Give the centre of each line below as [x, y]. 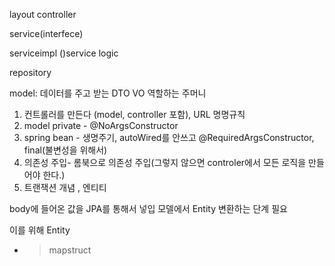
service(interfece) [46, 33]
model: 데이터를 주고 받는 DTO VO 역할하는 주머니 [108, 93]
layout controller [43, 14]
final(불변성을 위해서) [65, 150]
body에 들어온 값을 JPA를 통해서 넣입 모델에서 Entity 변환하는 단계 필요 [148, 208]
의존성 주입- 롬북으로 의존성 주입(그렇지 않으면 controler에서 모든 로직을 [165, 162]
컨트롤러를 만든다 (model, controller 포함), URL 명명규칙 [134, 114]
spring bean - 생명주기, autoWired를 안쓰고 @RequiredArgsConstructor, [169, 137]
